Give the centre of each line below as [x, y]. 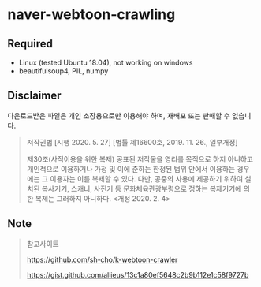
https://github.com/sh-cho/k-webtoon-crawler [102, 259]
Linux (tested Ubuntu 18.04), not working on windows [106, 62]
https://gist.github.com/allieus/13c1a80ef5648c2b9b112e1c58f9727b [138, 274]
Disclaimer [34, 96]
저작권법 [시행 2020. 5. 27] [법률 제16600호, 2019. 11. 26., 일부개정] [132, 142]
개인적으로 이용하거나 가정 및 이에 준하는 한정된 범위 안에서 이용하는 [131, 169]
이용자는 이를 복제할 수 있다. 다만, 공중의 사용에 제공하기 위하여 [147, 178]
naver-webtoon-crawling [91, 15]
